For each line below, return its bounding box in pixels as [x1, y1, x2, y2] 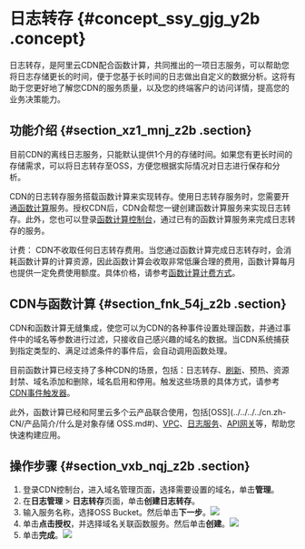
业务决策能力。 [9, 93, 65, 105]
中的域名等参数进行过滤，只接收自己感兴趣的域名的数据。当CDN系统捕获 [16, 333, 290, 344]
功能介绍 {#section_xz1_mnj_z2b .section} [9, 123, 252, 138]
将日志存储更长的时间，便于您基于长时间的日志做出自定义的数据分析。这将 [9, 70, 288, 82]
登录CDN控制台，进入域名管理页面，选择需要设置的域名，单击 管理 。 [22, 484, 280, 495]
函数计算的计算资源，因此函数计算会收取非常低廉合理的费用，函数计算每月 [16, 256, 296, 267]
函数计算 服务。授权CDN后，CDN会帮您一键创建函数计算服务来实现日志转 [17, 202, 291, 213]
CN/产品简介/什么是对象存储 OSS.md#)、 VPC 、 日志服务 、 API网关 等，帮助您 [9, 418, 296, 429]
